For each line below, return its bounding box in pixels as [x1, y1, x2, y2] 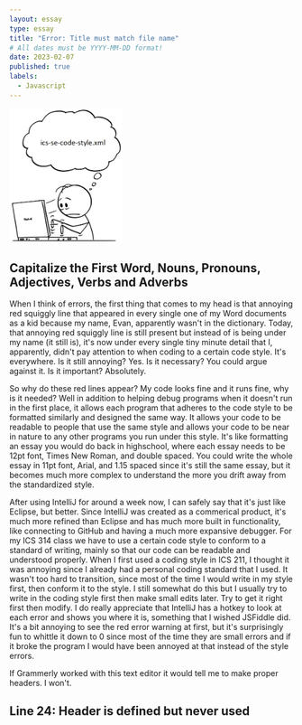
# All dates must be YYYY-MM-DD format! [9, 43, 164, 52]
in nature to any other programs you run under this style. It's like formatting [9, 430, 288, 442]
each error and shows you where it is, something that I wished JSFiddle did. [9, 611, 291, 623]
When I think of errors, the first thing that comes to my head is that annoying [9, 298, 293, 309]
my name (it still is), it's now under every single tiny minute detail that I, [9, 336, 273, 347]
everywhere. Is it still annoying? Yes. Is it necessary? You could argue [9, 355, 268, 366]
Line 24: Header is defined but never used [9, 703, 251, 719]
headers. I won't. [9, 677, 72, 688]
